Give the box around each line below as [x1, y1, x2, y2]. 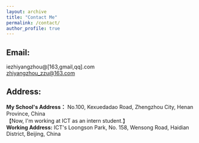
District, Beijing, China [6, 130, 61, 137]
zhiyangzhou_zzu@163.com [6, 70, 76, 77]
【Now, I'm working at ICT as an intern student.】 [6, 117, 128, 124]
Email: [6, 47, 30, 57]
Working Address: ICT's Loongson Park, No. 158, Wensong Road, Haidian [6, 123, 189, 131]
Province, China [6, 110, 46, 117]
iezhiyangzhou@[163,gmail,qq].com [6, 63, 95, 70]
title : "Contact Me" [6, 14, 58, 20]
